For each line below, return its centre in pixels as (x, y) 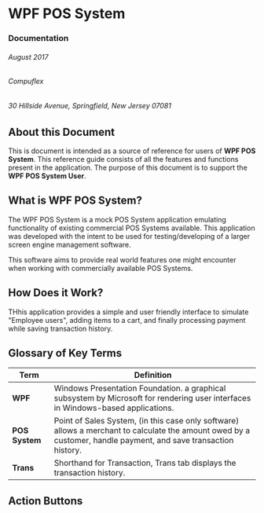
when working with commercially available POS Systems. (101, 268)
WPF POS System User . (47, 176)
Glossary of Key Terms (65, 353)
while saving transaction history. (60, 328)
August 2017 (28, 57)
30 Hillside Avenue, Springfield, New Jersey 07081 (90, 105)
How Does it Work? (56, 293)
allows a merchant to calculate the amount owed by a (152, 431)
